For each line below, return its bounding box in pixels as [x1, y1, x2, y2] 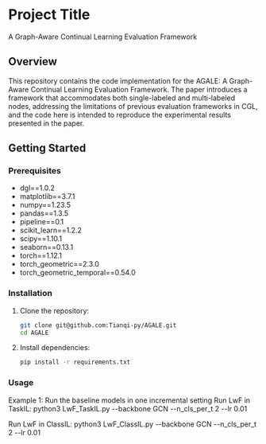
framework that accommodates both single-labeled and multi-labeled [8, 93, 236, 103]
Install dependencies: [19, 343, 91, 352]
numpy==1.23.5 [19, 201, 71, 210]
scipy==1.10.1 [19, 234, 62, 243]
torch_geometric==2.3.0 [19, 259, 99, 269]
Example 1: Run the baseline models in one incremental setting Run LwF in [8, 395, 251, 405]
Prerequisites [8, 166, 61, 177]
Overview [8, 55, 58, 68]
